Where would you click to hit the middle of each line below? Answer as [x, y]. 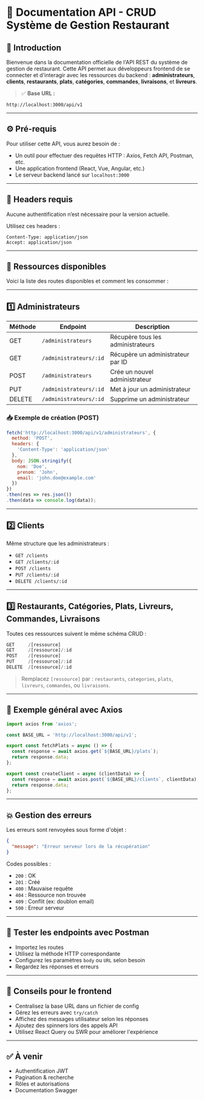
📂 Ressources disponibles [56, 267]
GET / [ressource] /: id [39, 650]
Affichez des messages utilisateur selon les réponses [82, 1019]
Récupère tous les [136, 337]
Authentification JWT [42, 1071]
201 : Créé [28, 882]
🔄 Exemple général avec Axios [64, 710]
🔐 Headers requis [39, 200]
